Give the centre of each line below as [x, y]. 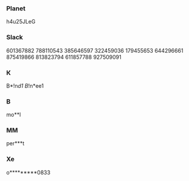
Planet [16, 8]
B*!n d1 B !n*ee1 [25, 85]
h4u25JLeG [21, 22]
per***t [15, 143]
